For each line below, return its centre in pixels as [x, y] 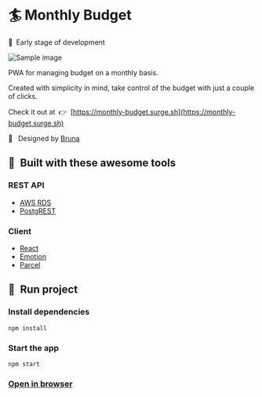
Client [20, 231]
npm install [27, 328]
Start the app [34, 348]
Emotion [33, 257]
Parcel [30, 264]
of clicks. [23, 96]
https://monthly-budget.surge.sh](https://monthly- [155, 111]
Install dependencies [49, 312]
